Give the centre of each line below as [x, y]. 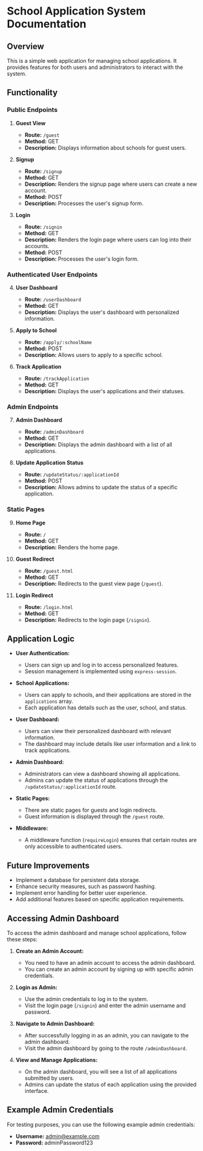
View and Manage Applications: [56, 1060]
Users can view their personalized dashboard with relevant [98, 731]
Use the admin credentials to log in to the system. [86, 999]
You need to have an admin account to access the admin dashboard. [110, 963]
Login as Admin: [37, 988]
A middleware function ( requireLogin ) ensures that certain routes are [111, 840]
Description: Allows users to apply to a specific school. [94, 354]
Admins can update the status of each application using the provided [111, 1084]
